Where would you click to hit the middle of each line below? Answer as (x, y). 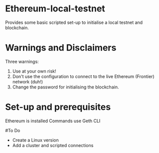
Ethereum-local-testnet (55, 9)
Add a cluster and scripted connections (53, 145)
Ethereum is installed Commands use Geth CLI (53, 121)
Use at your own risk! (34, 71)
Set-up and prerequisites (58, 107)
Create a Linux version (35, 140)
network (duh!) (28, 81)
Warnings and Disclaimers (61, 48)
